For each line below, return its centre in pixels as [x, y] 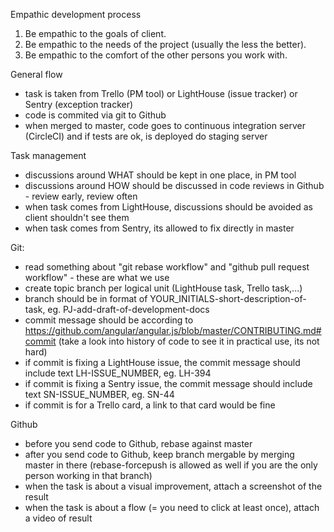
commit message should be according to [109, 320]
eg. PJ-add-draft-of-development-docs [128, 309]
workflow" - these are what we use [97, 277]
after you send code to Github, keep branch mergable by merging [159, 454]
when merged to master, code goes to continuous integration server [165, 125]
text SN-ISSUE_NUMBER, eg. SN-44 [99, 394]
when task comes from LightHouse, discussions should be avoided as [168, 207]
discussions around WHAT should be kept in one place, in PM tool [160, 175]
